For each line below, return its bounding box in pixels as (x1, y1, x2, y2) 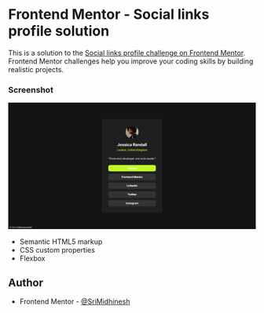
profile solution (8, 22, 110, 40)
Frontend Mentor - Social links (8, 5, 210, 24)
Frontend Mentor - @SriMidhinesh (19, 297, 130, 307)
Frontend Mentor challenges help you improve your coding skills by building (8, 56, 254, 66)
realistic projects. (8, 64, 64, 74)
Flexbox (19, 253, 46, 263)
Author (8, 276, 43, 289)
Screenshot (8, 84, 53, 95)
